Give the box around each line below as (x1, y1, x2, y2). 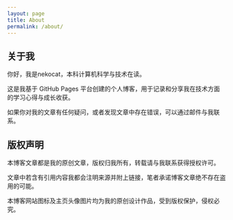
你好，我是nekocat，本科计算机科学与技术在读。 (7, 70, 146, 78)
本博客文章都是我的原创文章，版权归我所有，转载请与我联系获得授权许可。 (7, 158, 220, 167)
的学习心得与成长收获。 (7, 93, 74, 102)
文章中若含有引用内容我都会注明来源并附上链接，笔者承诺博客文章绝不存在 (7, 174, 220, 181)
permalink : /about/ (7, 23, 64, 30)
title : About (7, 17, 45, 24)
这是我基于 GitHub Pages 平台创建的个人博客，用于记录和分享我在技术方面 (7, 84, 221, 93)
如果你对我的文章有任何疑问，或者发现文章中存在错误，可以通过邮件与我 (7, 108, 214, 116)
